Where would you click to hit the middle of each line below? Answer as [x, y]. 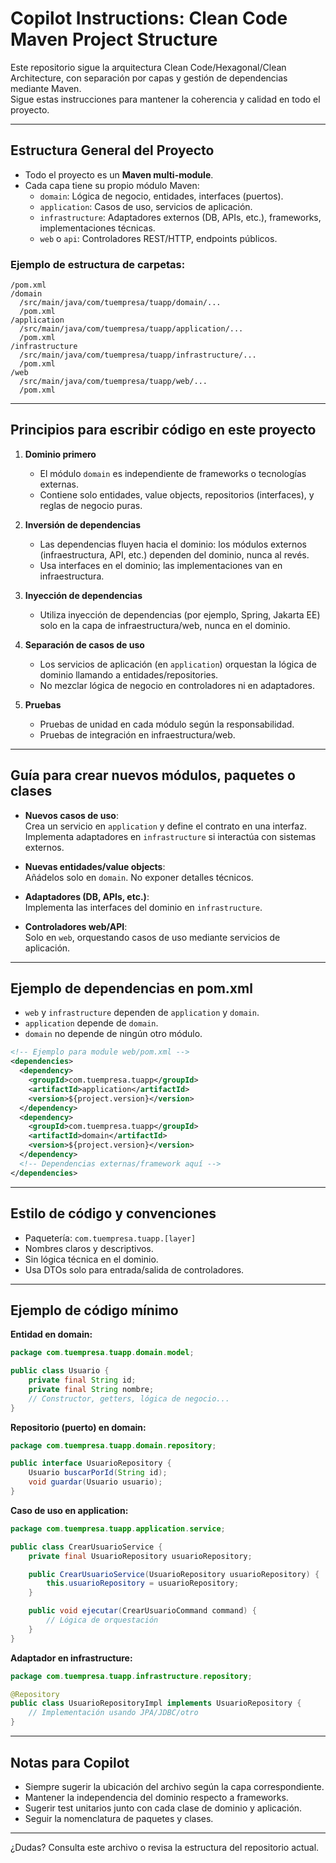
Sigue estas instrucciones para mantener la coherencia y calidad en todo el [165, 99]
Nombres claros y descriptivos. [89, 1248]
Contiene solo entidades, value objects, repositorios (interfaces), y [177, 494]
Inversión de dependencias [83, 524]
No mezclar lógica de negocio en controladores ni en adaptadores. [177, 685]
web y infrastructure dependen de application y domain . [142, 1013]
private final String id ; [82, 1380]
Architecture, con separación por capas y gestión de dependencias [149, 78]
